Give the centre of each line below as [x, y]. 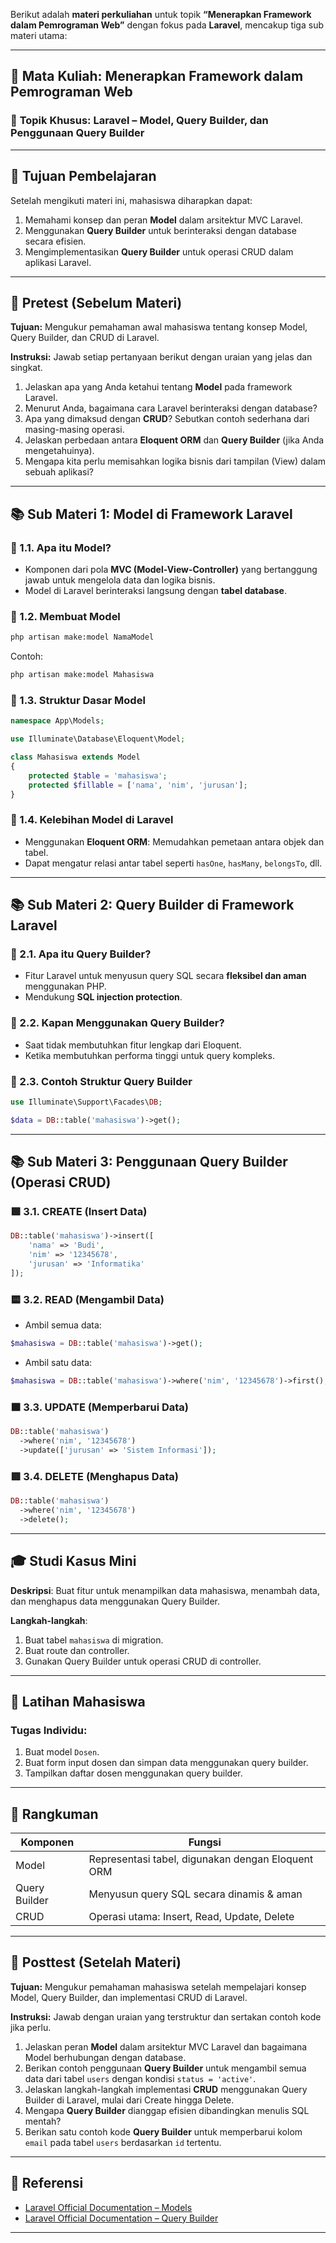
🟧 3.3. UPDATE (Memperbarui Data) [100, 1407]
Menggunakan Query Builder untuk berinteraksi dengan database [160, 230]
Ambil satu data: [58, 1363]
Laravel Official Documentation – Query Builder [121, 2218]
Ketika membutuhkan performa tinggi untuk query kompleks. [149, 1055]
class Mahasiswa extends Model [75, 757]
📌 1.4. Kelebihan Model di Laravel [92, 820]
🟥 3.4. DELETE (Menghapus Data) [94, 1476]
